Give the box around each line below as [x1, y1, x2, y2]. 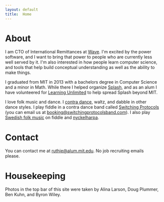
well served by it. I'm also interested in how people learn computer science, [5, 59, 158, 65]
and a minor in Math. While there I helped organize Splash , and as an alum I [5, 84, 157, 90]
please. [5, 153, 20, 159]
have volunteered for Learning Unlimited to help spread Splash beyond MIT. [5, 90, 158, 95]
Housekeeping [5, 170, 66, 181]
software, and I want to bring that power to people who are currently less [5, 54, 153, 60]
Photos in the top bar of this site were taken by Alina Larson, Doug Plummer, [5, 186, 159, 192]
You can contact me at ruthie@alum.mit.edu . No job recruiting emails [5, 148, 144, 154]
